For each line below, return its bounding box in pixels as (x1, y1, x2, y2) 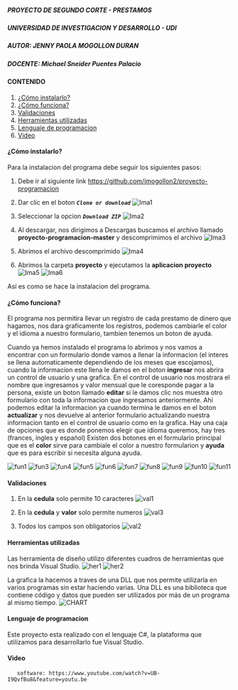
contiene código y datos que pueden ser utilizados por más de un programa (7, 591, 230, 599)
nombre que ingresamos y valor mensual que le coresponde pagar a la (7, 381, 215, 389)
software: (16, 669, 46, 676)
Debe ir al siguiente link (17, 176, 87, 185)
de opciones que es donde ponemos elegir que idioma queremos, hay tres (7, 426, 225, 435)
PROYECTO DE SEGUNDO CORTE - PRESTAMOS (7, 6, 152, 14)
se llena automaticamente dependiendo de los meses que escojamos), (7, 358, 215, 367)
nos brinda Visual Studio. (7, 561, 81, 570)
